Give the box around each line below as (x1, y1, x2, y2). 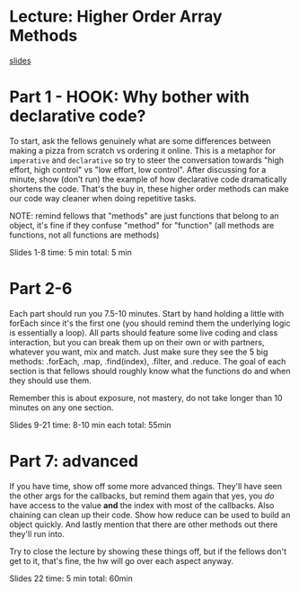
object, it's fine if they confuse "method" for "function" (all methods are (9, 219, 275, 230)
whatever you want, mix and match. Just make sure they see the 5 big (9, 346, 268, 357)
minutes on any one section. (9, 402, 114, 413)
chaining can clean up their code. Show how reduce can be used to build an (9, 509, 291, 520)
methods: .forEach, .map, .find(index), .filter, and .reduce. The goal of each (9, 355, 286, 366)
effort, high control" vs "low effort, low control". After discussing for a (9, 164, 267, 175)
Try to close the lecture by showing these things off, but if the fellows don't (9, 546, 287, 557)
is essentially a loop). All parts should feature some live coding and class (9, 327, 278, 338)
